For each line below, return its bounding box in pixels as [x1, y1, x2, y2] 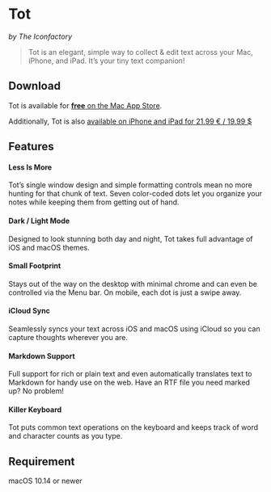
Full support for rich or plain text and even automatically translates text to [8, 369, 252, 379]
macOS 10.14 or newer [8, 476, 83, 486]
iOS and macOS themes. [8, 242, 91, 252]
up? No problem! [8, 386, 65, 396]
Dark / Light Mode [8, 216, 70, 225]
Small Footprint [8, 261, 61, 271]
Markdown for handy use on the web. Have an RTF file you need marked [8, 377, 251, 388]
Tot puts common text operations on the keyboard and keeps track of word [8, 423, 259, 432]
